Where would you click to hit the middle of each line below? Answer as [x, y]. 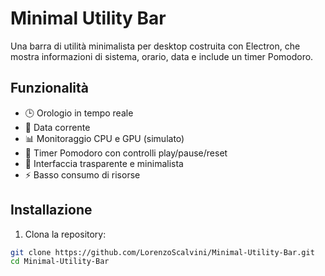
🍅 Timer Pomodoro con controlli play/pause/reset [126, 153]
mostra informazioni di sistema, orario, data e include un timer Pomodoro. [162, 56]
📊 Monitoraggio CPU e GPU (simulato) [104, 138]
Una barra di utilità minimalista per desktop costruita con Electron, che [155, 46]
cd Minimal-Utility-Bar [60, 262]
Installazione [51, 210]
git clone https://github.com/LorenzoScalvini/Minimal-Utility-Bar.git [162, 252]
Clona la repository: [65, 234]
